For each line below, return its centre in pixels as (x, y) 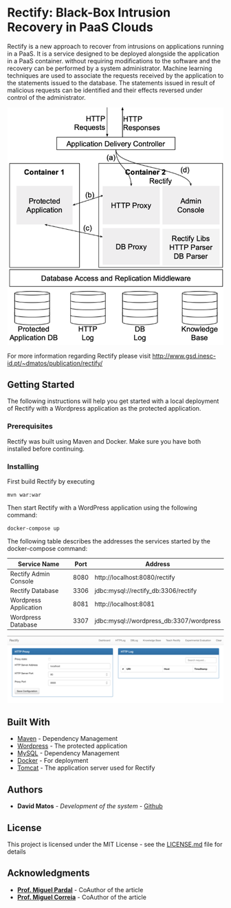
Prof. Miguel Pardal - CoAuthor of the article (80, 889)
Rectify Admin (30, 574)
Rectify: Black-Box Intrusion (89, 13)
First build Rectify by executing (51, 482)
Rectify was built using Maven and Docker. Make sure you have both (104, 441)
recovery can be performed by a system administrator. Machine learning (110, 68)
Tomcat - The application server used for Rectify (86, 768)
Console (22, 581)
